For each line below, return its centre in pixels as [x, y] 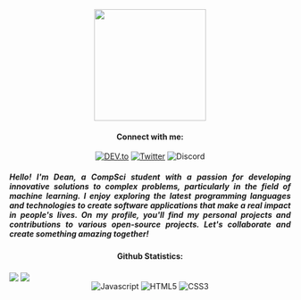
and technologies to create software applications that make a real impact [150, 205]
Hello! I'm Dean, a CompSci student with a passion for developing [150, 177]
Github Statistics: [150, 256]
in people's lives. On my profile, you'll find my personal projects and [150, 214]
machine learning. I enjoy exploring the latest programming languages [150, 196]
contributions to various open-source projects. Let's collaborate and [150, 224]
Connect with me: [150, 137]
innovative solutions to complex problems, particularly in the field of [150, 186]
